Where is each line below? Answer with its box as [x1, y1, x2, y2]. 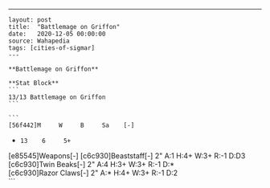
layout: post [8, 16, 52, 24]
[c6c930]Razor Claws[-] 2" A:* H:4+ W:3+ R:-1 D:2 [8, 168, 178, 178]
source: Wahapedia [8, 37, 70, 45]
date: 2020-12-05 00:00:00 [8, 30, 106, 38]
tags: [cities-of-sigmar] [8, 44, 95, 52]
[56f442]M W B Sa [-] [8, 121, 135, 129]
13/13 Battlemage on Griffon [8, 93, 106, 101]
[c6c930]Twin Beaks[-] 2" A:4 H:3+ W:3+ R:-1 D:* [8, 160, 175, 169]
